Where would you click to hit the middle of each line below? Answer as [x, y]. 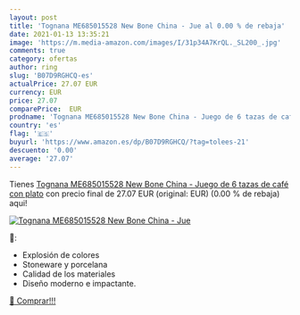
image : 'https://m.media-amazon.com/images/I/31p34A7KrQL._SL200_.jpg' [145, 42]
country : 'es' [36, 126]
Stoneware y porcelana [65, 264]
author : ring [33, 68]
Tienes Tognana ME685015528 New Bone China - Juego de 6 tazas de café [149, 184]
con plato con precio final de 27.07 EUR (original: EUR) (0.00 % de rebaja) [145, 194]
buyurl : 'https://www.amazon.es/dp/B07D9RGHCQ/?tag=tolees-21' [129, 142]
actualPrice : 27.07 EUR [54, 84]
